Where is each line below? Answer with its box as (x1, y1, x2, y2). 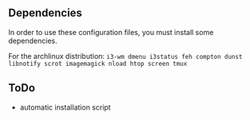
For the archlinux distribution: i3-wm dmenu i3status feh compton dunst (8, 51, 243, 60)
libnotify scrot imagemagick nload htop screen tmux (8, 60, 188, 68)
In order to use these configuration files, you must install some (8, 27, 214, 37)
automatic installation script (19, 103, 111, 112)
